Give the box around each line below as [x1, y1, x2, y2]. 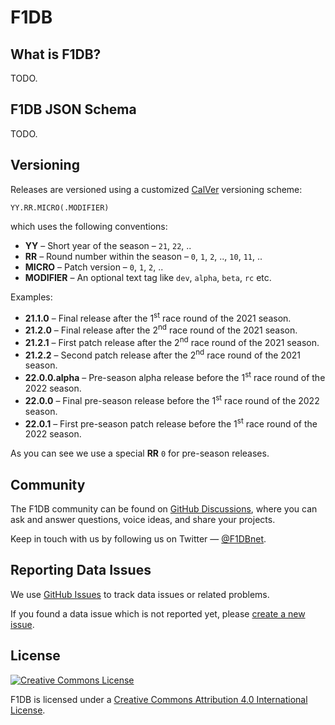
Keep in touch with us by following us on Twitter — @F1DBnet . [10, 533, 267, 545]
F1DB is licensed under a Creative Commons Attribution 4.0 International [10, 693, 308, 705]
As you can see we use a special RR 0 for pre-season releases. [10, 447, 270, 460]
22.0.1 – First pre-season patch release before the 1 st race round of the [24, 416, 318, 430]
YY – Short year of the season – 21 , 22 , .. [24, 239, 192, 251]
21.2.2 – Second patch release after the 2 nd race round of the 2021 [24, 347, 301, 361]
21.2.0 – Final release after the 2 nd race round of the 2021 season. [24, 322, 298, 336]
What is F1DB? [10, 46, 102, 63]
